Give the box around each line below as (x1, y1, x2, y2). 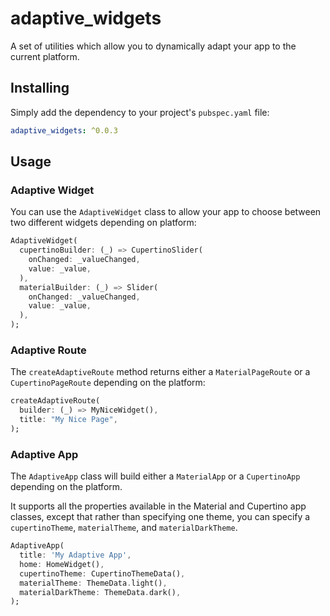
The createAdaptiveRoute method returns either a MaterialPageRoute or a (10, 366, 311, 378)
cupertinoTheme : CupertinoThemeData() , (19, 568, 186, 579)
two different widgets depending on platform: (10, 217, 197, 229)
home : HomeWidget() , (19, 559, 105, 569)
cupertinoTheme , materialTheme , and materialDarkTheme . (10, 522, 238, 534)
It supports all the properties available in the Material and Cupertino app (10, 500, 307, 512)
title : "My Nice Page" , (19, 415, 118, 425)
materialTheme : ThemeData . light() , (19, 578, 168, 588)
